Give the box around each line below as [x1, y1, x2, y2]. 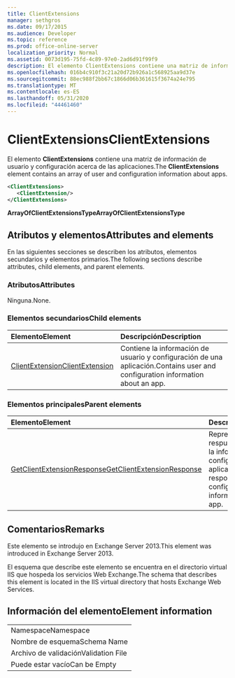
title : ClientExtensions [7, 10, 80, 18]
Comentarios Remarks [7, 523, 105, 535]
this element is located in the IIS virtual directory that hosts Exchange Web [7, 577, 222, 586]
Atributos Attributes [7, 280, 76, 290]
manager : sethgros [7, 17, 61, 24]
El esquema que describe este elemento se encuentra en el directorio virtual [7, 562, 227, 571]
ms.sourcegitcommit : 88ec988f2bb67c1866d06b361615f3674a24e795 [7, 75, 196, 83]
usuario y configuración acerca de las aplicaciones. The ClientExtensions [7, 162, 219, 170]
